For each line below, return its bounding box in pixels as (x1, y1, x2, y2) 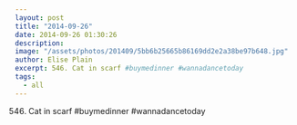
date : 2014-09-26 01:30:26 (15, 30, 118, 39)
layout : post (15, 13, 65, 23)
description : (15, 38, 65, 48)
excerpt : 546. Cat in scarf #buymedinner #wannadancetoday (15, 64, 244, 73)
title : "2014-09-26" (15, 22, 94, 31)
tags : (15, 72, 36, 82)
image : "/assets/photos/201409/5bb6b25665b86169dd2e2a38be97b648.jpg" (15, 47, 289, 56)
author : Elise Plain (15, 55, 94, 64)
